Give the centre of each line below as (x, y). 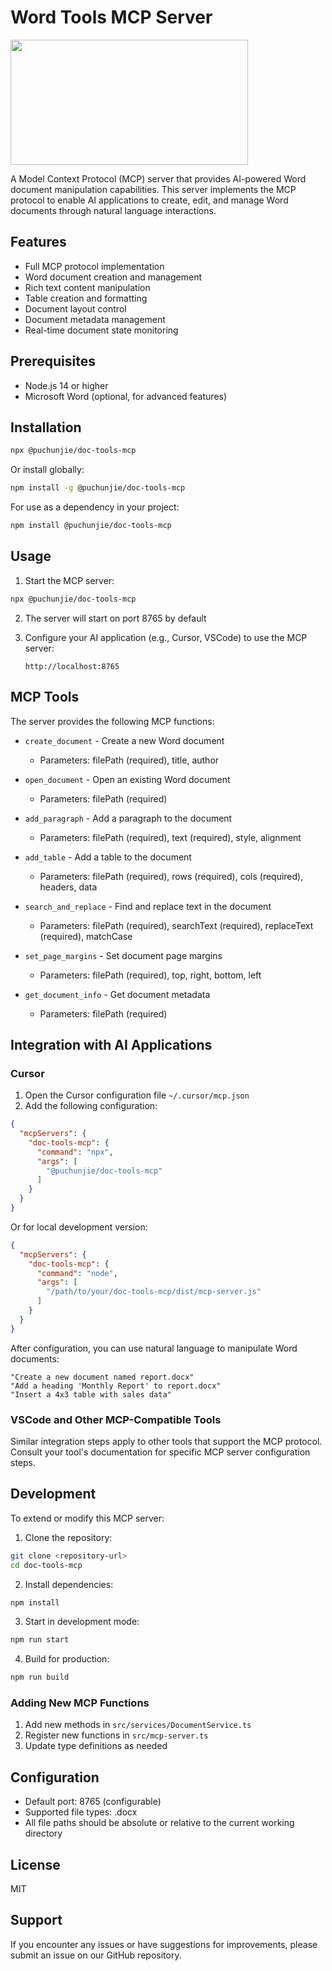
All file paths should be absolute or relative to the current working (159, 1823)
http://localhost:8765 (72, 666)
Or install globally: (47, 470)
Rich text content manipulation (87, 287)
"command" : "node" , (77, 1273)
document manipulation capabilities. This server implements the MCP (153, 189)
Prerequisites (53, 361)
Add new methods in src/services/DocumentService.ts (138, 1725)
